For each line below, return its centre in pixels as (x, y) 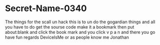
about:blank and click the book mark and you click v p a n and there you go (80, 32)
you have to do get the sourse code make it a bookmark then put (70, 27)
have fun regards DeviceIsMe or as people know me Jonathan (67, 37)
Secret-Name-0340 (46, 8)
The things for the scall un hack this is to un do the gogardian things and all (80, 22)
